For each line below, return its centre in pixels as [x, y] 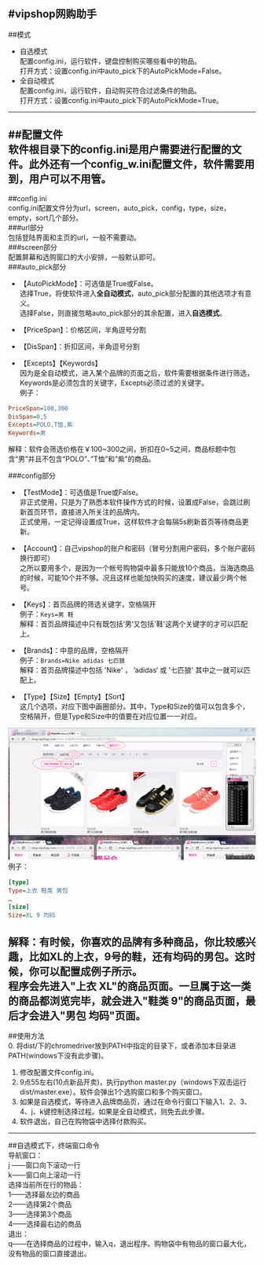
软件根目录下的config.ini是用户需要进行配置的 [120, 150]
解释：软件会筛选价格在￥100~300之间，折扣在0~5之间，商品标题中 [119, 449]
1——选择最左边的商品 [44, 1195]
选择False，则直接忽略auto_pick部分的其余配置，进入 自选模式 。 [123, 313]
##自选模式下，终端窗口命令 [54, 1146]
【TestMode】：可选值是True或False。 [81, 493]
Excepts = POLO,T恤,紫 [40, 425]
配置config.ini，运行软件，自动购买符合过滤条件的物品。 [110, 90]
